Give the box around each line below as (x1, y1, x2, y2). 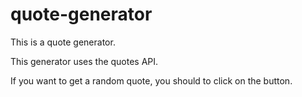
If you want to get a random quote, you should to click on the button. (10, 74, 293, 87)
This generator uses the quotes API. (10, 55, 159, 67)
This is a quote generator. (10, 36, 116, 48)
